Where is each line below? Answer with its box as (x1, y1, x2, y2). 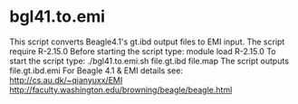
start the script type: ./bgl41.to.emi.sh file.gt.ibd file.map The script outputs (9, 55, 290, 66)
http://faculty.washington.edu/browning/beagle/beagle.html (9, 84, 233, 95)
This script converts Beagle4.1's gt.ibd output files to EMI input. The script (9, 36, 285, 47)
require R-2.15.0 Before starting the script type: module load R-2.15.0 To (9, 45, 276, 56)
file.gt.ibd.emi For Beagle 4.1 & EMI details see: (9, 65, 184, 76)
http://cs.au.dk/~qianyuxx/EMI (9, 74, 123, 85)
